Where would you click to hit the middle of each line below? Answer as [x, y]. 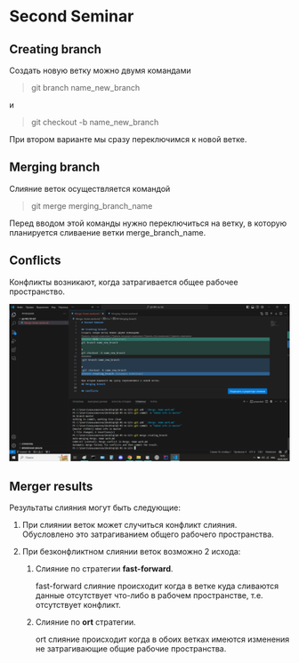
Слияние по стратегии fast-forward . [104, 568]
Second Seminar [72, 16]
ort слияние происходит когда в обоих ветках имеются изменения [162, 639]
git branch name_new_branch [85, 88]
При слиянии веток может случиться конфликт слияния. [129, 524]
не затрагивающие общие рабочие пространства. [131, 648]
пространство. [37, 292]
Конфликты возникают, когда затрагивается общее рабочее [124, 282]
